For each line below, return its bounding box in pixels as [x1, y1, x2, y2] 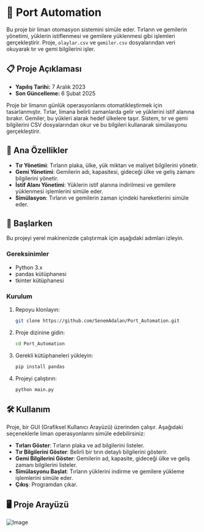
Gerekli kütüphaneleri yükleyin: [15, 351, 93, 359]
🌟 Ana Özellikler [6, 145, 68, 155]
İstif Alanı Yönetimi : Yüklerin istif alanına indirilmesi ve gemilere [15, 181, 176, 189]
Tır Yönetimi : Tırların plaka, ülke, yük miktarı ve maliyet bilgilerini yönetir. [15, 162, 199, 169]
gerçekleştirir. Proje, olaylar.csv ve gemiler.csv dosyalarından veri [6, 39, 176, 46]
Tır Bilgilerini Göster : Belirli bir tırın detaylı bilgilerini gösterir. [15, 448, 168, 455]
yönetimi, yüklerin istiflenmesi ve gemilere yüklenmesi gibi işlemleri [6, 32, 175, 39]
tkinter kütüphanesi [15, 277, 64, 284]
